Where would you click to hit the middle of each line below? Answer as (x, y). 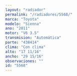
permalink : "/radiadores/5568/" (39, 14)
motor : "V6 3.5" (22, 33)
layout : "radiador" (25, 10)
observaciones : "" (24, 61)
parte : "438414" (22, 42)
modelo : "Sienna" (23, 24)
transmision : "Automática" (33, 38)
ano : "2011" (17, 28)
